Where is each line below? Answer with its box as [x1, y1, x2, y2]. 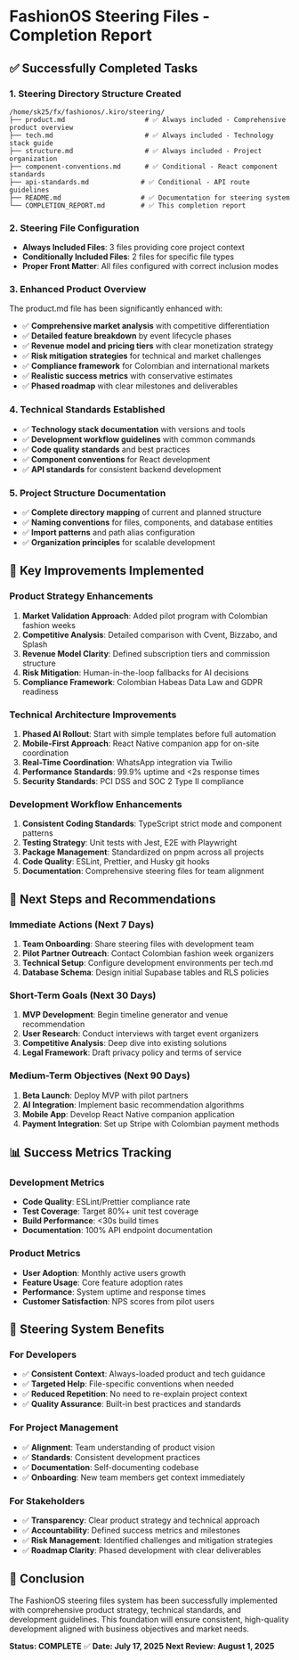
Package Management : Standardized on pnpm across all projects [21, 846, 264, 857]
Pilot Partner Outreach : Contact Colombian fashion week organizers [21, 948, 274, 959]
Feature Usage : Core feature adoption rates [21, 1277, 184, 1288]
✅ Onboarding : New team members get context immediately [21, 1472, 246, 1483]
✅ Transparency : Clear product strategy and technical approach [21, 1515, 260, 1525]
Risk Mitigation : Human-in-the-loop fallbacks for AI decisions [21, 666, 249, 678]
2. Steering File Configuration [9, 221, 140, 233]
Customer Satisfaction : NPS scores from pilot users [21, 1296, 215, 1306]
